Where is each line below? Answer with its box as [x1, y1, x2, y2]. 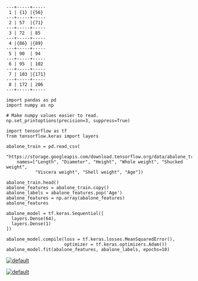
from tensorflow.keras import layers [6, 133, 99, 139]
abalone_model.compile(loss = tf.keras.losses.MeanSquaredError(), [6, 236, 176, 242]
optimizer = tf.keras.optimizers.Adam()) [64, 242, 167, 247]
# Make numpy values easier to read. [6, 113, 99, 118]
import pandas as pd [6, 97, 57, 103]
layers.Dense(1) [11, 221, 51, 227]
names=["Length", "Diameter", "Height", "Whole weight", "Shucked [16, 159, 183, 165]
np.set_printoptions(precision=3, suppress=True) [6, 118, 131, 124]
